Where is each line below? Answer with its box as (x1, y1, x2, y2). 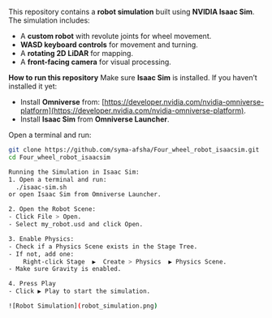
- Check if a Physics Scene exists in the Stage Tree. (8, 243, 198, 251)
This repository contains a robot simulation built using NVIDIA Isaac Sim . (8, 7, 255, 16)
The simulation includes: (8, 15, 91, 25)
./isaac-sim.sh (15, 183, 67, 191)
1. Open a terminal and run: (8, 175, 107, 183)
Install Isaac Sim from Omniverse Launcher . (19, 114, 170, 124)
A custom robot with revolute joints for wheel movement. (19, 32, 212, 41)
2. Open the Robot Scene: (8, 205, 96, 213)
